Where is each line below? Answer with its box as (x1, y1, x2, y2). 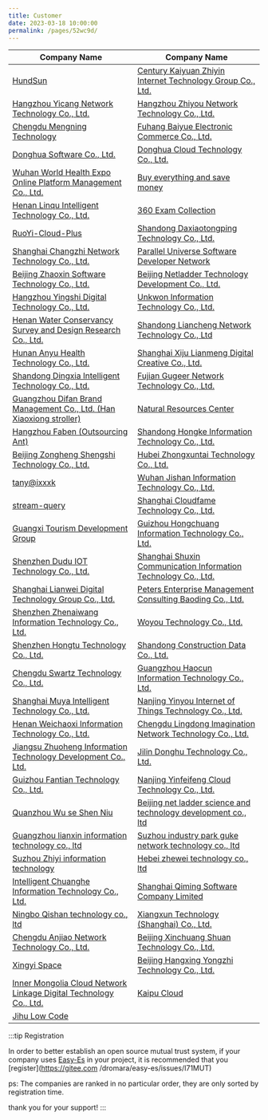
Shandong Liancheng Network (136, 320, 252, 331)
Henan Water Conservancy (12, 314, 114, 325)
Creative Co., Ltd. (136, 357, 203, 369)
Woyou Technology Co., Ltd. (136, 617, 243, 628)
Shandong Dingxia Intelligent (12, 370, 120, 381)
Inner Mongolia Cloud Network (12, 978, 128, 989)
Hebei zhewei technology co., (136, 853, 249, 864)
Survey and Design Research (12, 325, 121, 336)
